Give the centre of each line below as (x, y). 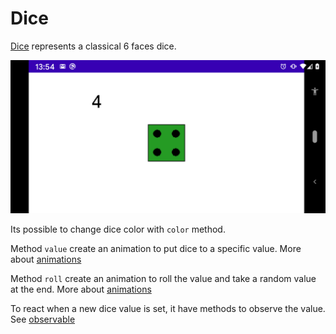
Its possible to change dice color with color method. (118, 229)
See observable (43, 319)
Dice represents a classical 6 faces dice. (93, 46)
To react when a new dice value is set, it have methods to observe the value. (168, 309)
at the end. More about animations (81, 289)
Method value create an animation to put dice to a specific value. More (156, 249)
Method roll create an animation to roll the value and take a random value (163, 279)
